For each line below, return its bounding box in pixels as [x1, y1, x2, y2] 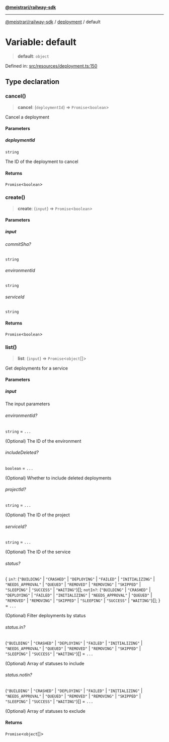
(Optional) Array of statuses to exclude [5, 708, 86, 714]
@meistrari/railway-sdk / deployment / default [5, 19, 101, 25]
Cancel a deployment [5, 114, 49, 120]
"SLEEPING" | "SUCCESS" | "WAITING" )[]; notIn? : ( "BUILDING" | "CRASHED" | [5, 587, 151, 593]
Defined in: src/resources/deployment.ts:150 [5, 63, 98, 69]
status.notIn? [5, 672, 33, 678]
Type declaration [5, 78, 59, 86]
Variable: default [5, 36, 76, 48]
